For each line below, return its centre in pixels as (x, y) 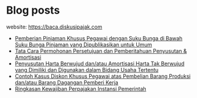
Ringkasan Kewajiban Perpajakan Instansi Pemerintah (81, 88)
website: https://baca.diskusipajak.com (54, 27)
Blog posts (33, 10)
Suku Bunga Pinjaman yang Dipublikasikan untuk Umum (83, 45)
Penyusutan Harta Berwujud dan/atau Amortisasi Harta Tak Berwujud (99, 64)
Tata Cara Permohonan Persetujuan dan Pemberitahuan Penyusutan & (101, 50)
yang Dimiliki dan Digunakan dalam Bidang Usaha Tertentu (87, 69)
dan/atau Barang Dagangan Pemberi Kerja (66, 82)
